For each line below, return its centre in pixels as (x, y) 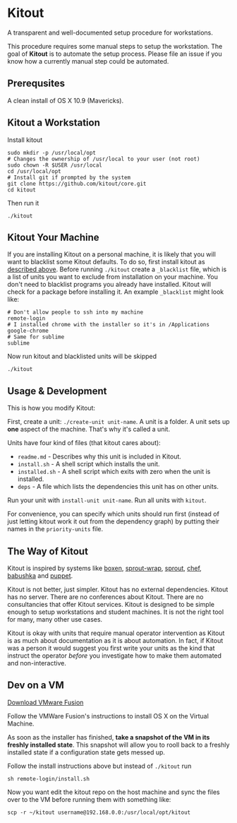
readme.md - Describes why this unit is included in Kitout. (99, 456)
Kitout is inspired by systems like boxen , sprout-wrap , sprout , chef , (105, 568)
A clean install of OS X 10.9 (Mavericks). (66, 100)
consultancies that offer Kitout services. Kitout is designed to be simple (111, 604)
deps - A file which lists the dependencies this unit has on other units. (118, 487)
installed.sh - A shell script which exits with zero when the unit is (114, 472)
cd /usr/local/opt (34, 171)
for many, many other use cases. (55, 619)
